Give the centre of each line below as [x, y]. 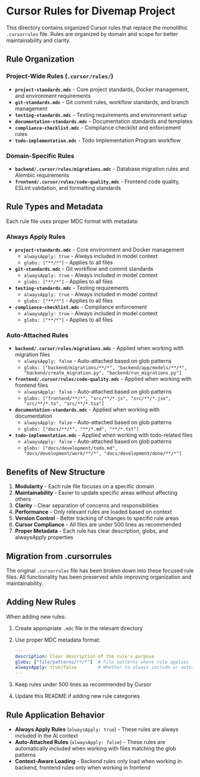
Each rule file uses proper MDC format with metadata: [73, 221]
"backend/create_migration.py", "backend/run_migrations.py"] [103, 373]
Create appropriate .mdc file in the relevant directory [79, 628]
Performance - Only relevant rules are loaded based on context [93, 512]
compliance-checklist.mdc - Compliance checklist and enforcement [98, 128]
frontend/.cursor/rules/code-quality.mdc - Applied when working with [103, 379]
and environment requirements [53, 96]
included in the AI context [46, 736]
